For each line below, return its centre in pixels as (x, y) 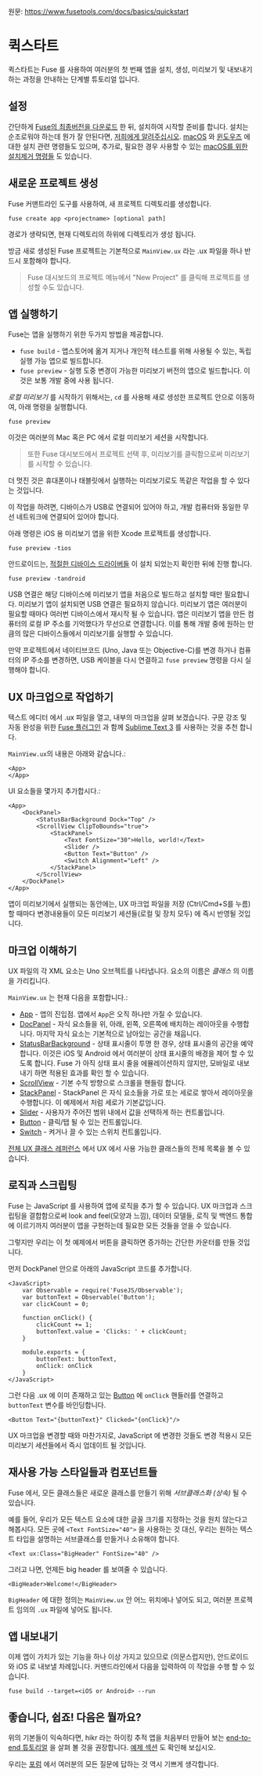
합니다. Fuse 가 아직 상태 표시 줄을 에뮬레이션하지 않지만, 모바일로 (135, 1063)
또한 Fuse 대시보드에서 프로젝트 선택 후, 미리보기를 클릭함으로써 (125, 454)
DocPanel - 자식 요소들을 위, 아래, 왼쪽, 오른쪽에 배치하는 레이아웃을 (124, 1024)
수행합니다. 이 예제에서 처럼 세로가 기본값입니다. (93, 1102)
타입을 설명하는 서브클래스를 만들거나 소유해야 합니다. (98, 1539)
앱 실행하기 (33, 314)
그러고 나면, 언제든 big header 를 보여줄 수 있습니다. (88, 1569)
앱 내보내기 (33, 1637)
